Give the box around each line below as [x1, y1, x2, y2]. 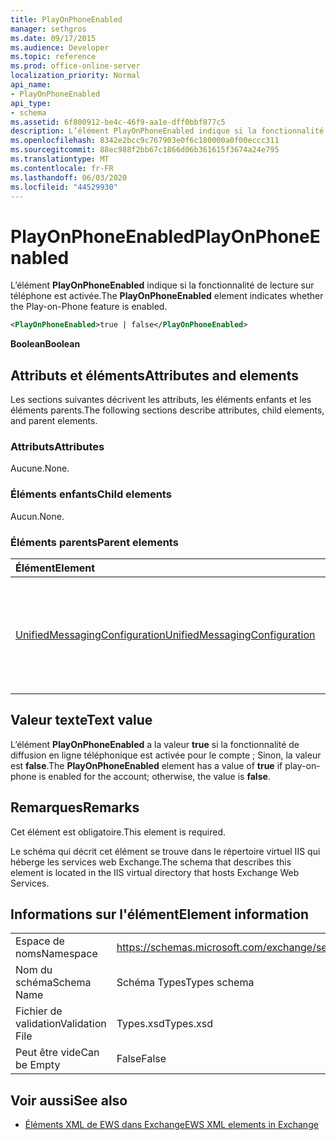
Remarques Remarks [10, 799, 140, 816]
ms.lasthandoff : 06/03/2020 [10, 172, 128, 183]
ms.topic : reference [10, 52, 97, 62]
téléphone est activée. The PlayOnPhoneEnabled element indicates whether [10, 290, 324, 302]
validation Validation [15, 1017, 107, 1031]
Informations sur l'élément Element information [10, 906, 310, 923]
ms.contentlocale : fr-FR [10, 163, 114, 173]
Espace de [15, 934, 65, 948]
